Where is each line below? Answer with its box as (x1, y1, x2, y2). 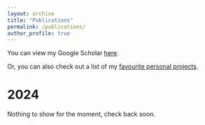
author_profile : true (7, 29, 71, 37)
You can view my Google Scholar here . (7, 49, 119, 57)
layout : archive (7, 10, 55, 17)
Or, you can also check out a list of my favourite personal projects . (7, 62, 199, 71)
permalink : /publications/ (7, 23, 86, 30)
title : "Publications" (7, 17, 73, 24)
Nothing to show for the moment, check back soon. (7, 110, 155, 119)
